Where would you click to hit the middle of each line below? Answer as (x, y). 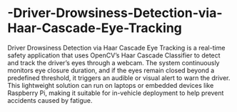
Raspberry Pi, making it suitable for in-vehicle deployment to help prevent (116, 93)
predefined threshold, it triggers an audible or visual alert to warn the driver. (119, 78)
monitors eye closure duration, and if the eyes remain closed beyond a (111, 70)
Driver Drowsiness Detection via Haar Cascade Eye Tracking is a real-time (116, 47)
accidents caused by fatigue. (50, 100)
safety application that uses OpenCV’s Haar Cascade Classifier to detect (114, 55)
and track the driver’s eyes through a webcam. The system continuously (114, 62)
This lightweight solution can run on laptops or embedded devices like (111, 85)
